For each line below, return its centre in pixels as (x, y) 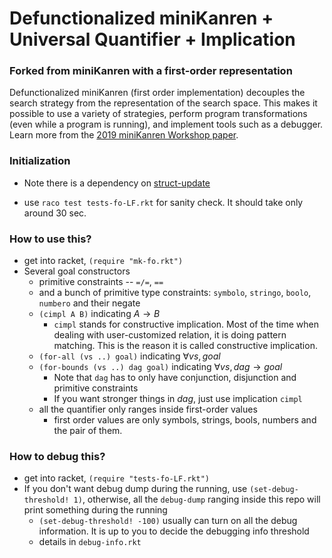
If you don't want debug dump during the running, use (135, 489)
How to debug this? (57, 456)
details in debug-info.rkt (90, 542)
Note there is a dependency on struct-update (117, 183)
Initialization (40, 161)
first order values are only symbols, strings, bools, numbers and (185, 420)
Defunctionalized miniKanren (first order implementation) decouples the (157, 93)
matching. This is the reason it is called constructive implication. (185, 346)
